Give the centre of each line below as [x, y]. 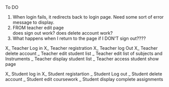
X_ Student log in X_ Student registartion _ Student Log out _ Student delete [84, 74]
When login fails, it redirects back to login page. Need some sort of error [88, 17]
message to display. [33, 22]
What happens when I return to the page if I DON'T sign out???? [79, 38]
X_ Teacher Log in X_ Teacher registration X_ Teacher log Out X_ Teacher [81, 48]
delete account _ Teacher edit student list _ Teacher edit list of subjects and [84, 53]
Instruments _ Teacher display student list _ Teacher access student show [82, 59]
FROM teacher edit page [38, 28]
